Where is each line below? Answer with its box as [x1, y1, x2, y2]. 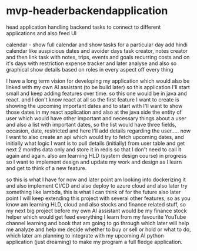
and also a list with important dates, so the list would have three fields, [6, 121, 176, 128]
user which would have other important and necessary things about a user [6, 114, 186, 121]
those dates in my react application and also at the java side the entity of [6, 108, 182, 116]
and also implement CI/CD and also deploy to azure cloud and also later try [6, 182, 188, 189]
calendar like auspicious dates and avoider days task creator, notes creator [6, 47, 188, 54]
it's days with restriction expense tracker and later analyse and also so [6, 60, 177, 67]
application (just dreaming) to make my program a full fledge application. [6, 238, 183, 245]
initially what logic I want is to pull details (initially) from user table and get [6, 140, 185, 147]
